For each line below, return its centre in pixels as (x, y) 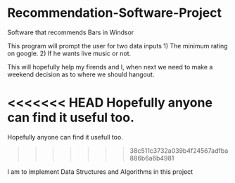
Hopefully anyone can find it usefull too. (65, 137)
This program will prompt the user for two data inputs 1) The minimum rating (118, 46)
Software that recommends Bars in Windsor (71, 32)
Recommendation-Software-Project (114, 13)
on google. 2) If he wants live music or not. (69, 53)
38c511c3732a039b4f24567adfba (179, 150)
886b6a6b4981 (152, 158)
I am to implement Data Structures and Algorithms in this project (100, 171)
